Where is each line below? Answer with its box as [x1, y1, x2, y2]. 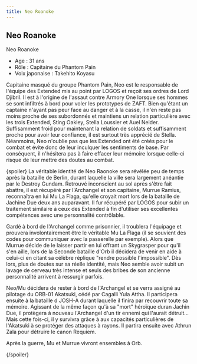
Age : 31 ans [14, 57, 45, 65]
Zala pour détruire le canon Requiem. [6, 328, 96, 336]
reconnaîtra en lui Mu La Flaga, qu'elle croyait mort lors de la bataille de [6, 193, 180, 200]
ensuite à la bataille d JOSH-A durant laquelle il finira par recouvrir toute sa [6, 297, 188, 304]
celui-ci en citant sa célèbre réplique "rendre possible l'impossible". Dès [6, 254, 182, 262]
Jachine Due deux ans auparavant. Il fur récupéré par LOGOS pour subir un [6, 199, 189, 206]
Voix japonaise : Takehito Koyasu [14, 70, 95, 77]
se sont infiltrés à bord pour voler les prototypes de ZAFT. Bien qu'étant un [6, 100, 188, 107]
